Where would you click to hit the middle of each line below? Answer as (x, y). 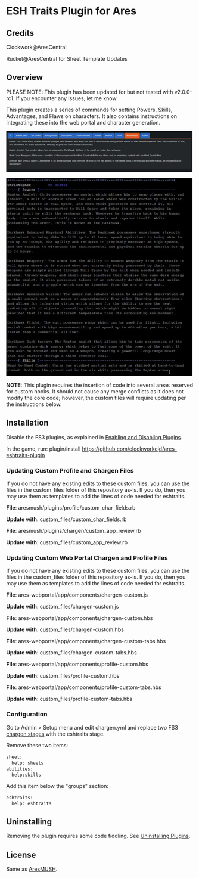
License (21, 854)
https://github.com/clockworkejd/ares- (130, 449)
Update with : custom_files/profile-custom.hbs (63, 676)
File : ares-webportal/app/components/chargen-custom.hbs (80, 618)
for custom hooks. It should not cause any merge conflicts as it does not (95, 391)
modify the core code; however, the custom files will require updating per (96, 398)
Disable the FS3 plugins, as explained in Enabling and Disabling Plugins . (94, 437)
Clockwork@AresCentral (36, 47)
